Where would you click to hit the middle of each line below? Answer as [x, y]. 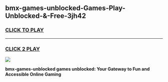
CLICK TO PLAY [24, 30]
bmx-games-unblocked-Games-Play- [65, 8]
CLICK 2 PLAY [22, 49]
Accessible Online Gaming [33, 74]
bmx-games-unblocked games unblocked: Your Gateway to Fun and [77, 69]
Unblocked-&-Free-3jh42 [46, 16]
